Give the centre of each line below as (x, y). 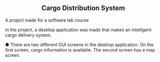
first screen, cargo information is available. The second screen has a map (80, 50)
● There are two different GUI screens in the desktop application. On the (80, 45)
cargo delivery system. (28, 35)
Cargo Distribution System (83, 8)
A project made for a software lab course (47, 20)
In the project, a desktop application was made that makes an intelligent (79, 30)
